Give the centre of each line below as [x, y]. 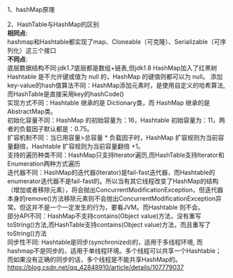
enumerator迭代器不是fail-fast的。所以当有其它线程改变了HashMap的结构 [113, 181]
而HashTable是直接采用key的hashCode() [66, 94]
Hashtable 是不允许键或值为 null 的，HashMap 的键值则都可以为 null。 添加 [115, 77]
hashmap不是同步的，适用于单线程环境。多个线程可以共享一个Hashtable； [114, 251]
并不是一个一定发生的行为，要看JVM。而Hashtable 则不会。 [118, 207]
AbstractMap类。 [32, 111]
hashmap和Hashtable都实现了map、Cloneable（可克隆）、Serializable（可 [114, 42]
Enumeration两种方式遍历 [44, 164]
